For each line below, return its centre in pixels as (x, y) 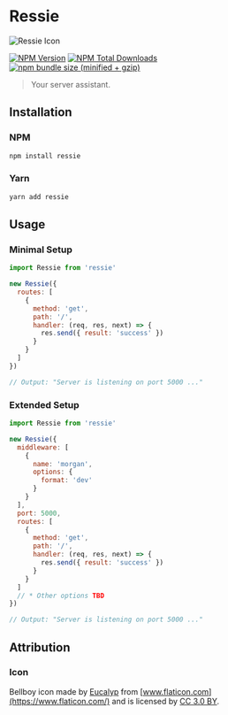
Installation (41, 112)
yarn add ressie (39, 196)
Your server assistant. (70, 84)
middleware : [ (43, 447)
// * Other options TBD (61, 596)
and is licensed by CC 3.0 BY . (166, 701)
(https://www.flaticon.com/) (60, 701)
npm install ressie (45, 156)
